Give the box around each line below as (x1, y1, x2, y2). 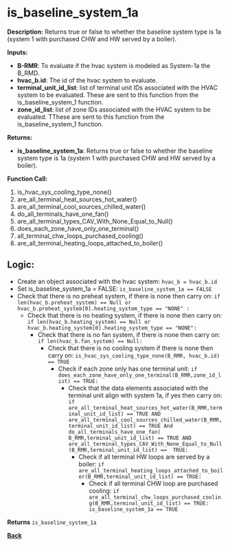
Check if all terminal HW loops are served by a (78, 452, 210, 461)
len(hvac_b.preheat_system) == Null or (16, 299, 132, 306)
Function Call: (7, 174, 48, 183)
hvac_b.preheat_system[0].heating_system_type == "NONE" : (16, 305, 190, 312)
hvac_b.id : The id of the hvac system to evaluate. (16, 76, 158, 84)
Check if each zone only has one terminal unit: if (58, 364, 198, 373)
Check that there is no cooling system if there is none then (47, 344, 214, 352)
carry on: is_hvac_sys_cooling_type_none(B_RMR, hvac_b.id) (47, 351, 220, 359)
